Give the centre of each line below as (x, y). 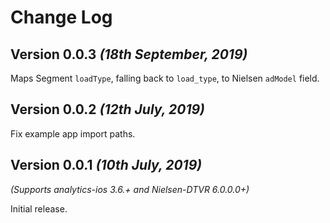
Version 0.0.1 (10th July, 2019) (106, 165)
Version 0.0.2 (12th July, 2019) (107, 109)
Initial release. (39, 208)
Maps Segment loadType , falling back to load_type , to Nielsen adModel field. (165, 78)
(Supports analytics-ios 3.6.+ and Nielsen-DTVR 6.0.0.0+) (130, 189)
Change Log (61, 17)
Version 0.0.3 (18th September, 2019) (129, 54)
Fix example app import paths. (73, 133)
